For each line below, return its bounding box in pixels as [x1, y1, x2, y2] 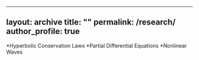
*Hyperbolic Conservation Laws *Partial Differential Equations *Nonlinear [6, 42, 188, 49]
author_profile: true [6, 26, 80, 36]
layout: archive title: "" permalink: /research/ [6, 17, 176, 27]
